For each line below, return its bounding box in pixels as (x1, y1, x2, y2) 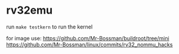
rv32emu (6, 4, 53, 17)
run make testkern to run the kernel (6, 23, 93, 30)
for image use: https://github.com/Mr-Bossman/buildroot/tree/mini (6, 34, 169, 42)
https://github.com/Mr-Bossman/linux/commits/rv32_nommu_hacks (6, 41, 173, 48)
